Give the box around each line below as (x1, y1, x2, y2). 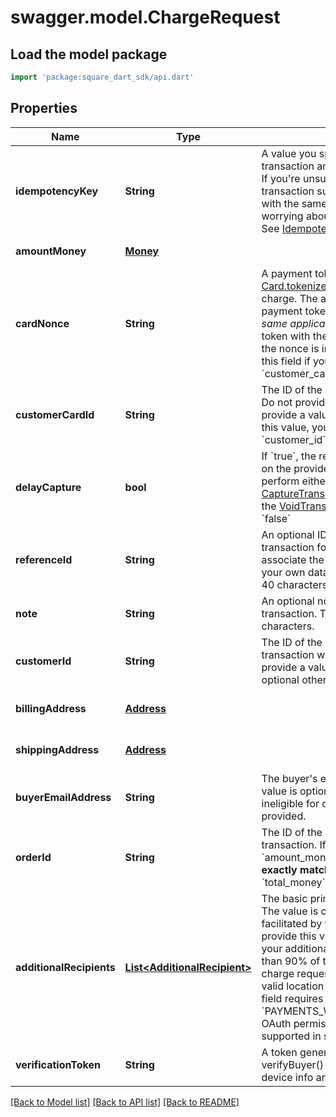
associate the (261, 552, 325, 566)
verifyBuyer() (261, 1057, 325, 1071)
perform (261, 474, 300, 488)
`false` (261, 511, 292, 525)
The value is (261, 904, 319, 918)
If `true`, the (261, 449, 317, 463)
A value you (261, 146, 317, 160)
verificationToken (15, 1057, 101, 1071)
